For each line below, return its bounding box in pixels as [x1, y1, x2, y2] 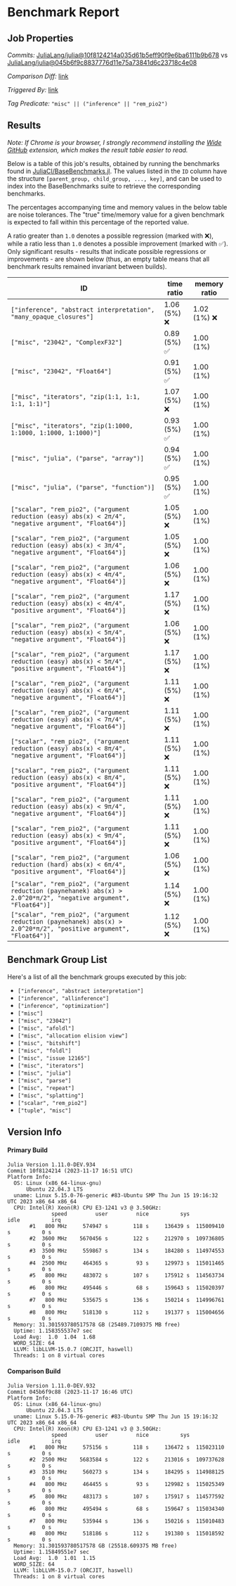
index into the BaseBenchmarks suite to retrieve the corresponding [7, 181, 202, 190]
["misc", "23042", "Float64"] [11, 367, 112, 375]
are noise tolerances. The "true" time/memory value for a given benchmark [7, 210, 225, 219]
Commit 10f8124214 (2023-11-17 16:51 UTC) [7, 1168, 133, 1175]
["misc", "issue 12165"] [17, 1054, 91, 1062]
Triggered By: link [7, 86, 58, 94]
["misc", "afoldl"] [17, 1025, 75, 1032]
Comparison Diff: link [7, 72, 69, 80]
